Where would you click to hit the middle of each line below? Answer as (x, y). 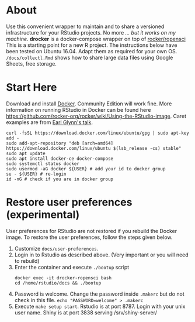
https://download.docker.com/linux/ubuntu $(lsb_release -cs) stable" (94, 148)
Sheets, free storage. (32, 64)
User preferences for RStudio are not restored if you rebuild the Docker (91, 231)
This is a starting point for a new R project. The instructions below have (92, 45)
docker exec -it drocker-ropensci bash (63, 278)
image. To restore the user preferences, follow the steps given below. (89, 237)
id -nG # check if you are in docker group (60, 179)
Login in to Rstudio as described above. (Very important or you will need (101, 255)
